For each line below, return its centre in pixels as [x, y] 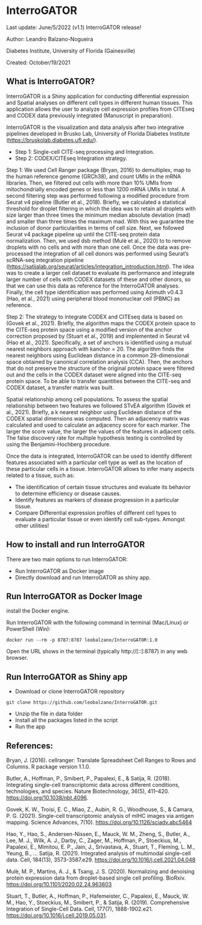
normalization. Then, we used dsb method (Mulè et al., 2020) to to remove [99, 240]
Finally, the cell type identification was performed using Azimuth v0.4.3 [95, 292]
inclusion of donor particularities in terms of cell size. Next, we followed [95, 228]
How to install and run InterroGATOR [76, 545]
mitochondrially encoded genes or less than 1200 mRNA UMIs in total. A [96, 189]
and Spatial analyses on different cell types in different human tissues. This [99, 102]
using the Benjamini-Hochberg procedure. [59, 444]
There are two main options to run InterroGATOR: [67, 559]
